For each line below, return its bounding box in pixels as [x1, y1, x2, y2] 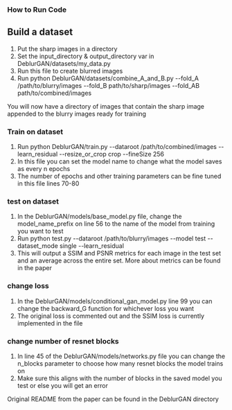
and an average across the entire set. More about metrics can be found [17, 256, 221, 265]
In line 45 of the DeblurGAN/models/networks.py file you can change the [17, 352, 226, 360]
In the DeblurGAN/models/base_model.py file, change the [17, 213, 182, 221]
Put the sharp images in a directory [17, 44, 118, 53]
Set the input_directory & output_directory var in [17, 52, 154, 60]
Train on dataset [7, 127, 64, 136]
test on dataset [7, 196, 59, 206]
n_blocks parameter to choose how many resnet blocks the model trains [17, 359, 224, 368]
